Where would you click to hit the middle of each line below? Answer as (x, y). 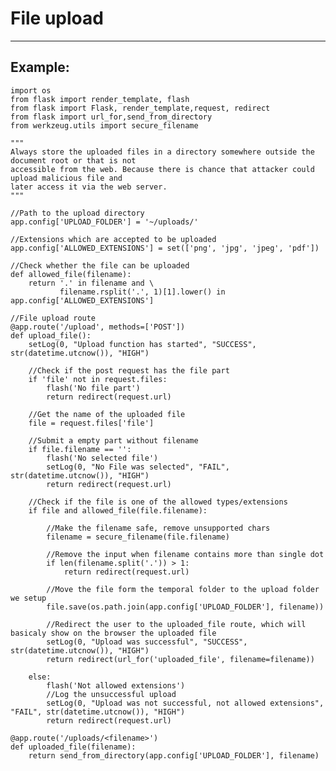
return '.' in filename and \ (91, 283)
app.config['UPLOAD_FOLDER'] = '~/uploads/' (104, 222)
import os (31, 90)
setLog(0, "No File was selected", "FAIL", (138, 467)
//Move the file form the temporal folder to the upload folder (183, 589)
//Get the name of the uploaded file (107, 414)
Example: (40, 67)
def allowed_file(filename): (71, 274)
